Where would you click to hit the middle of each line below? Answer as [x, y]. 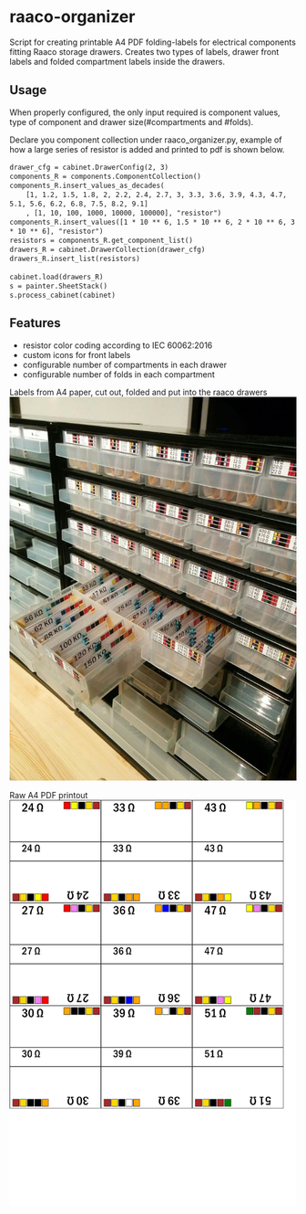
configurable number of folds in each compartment [119, 374]
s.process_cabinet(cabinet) [63, 295]
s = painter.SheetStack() [58, 286]
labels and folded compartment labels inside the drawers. [117, 61]
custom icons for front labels [76, 354]
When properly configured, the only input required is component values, [145, 112]
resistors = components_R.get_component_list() [102, 240]
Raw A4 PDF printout [49, 795]
